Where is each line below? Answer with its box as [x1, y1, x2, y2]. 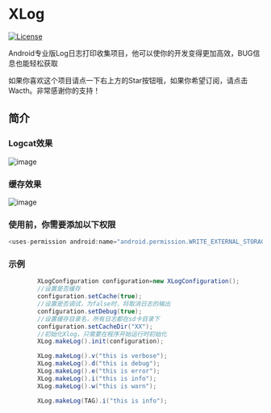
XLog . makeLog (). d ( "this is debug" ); [37, 360, 161, 368]
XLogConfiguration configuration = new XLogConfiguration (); [37, 277, 240, 285]
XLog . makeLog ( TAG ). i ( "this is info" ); [37, 397, 168, 405]
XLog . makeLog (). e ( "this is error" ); [37, 367, 161, 376]
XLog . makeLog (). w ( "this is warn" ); [37, 381, 157, 390]
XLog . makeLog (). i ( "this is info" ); [37, 374, 157, 382]
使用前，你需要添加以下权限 [8, 219, 116, 230]
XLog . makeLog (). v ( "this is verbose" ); [37, 352, 168, 360]
